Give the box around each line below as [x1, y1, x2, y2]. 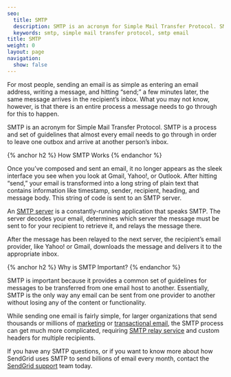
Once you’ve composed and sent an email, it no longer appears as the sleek [7, 164, 223, 172]
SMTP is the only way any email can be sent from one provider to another [7, 291, 216, 299]
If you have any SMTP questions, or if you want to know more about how [7, 347, 213, 355]
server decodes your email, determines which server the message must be [7, 214, 220, 223]
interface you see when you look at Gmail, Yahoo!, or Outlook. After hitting [7, 172, 218, 180]
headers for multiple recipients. [7, 334, 96, 342]
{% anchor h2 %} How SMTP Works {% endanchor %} [7, 151, 162, 159]
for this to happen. [7, 110, 60, 118]
